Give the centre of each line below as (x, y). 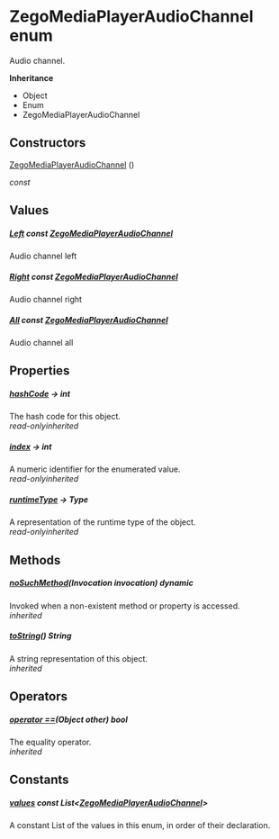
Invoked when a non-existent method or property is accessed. (125, 606)
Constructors (48, 143)
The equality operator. (50, 742)
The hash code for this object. (65, 417)
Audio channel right (46, 300)
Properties (40, 371)
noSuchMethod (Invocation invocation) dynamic (101, 583)
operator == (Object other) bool (68, 719)
